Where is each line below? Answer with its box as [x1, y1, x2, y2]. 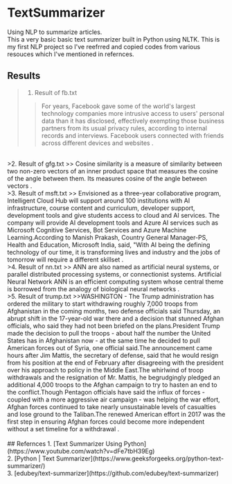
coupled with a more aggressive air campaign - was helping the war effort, [7, 395, 220, 404]
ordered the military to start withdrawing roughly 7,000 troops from [7, 300, 199, 308]
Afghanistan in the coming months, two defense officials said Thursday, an [7, 306, 220, 315]
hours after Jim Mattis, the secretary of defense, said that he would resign [7, 351, 219, 359]
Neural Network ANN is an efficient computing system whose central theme [7, 277, 224, 286]
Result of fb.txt [34, 88, 78, 96]
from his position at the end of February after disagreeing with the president [7, 358, 224, 367]
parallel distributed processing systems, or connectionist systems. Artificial [7, 270, 222, 278]
